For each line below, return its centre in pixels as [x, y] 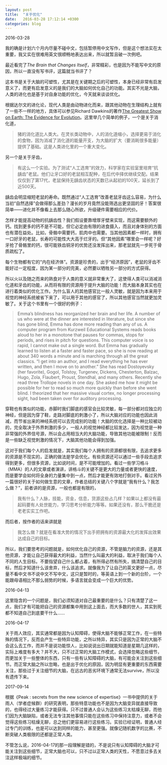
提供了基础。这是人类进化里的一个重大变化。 [63, 147]
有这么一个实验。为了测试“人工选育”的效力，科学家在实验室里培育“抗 [88, 168]
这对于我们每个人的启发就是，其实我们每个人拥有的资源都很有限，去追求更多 [83, 451]
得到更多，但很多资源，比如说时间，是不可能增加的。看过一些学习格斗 [77, 463]
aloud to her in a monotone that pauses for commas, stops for [81, 335]
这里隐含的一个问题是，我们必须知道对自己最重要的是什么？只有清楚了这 [79, 600]
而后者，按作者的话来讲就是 [34, 522]
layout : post [19, 10]
